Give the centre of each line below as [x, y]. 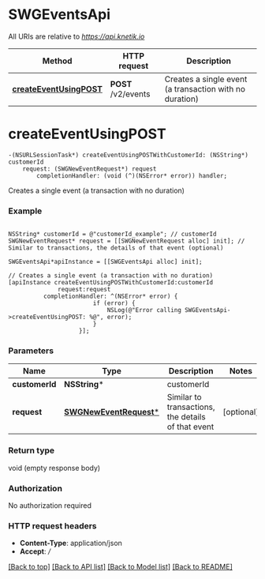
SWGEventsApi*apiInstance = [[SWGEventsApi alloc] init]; [105, 262]
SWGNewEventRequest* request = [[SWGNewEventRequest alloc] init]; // [127, 241]
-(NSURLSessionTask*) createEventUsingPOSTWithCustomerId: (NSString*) [128, 155]
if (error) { [114, 303]
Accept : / [35, 551]
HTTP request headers [52, 525]
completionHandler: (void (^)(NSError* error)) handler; [132, 175]
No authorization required [50, 506]
